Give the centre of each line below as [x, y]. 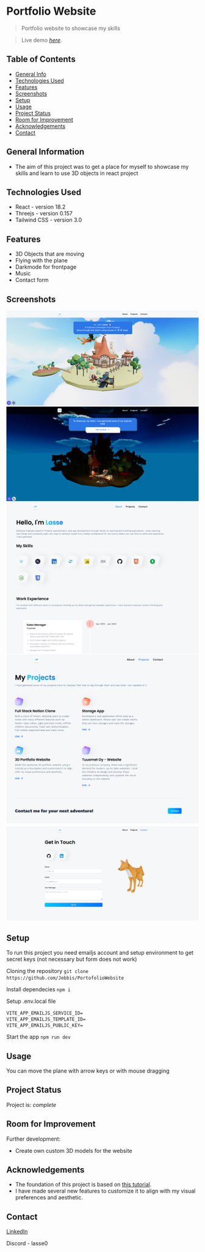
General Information [45, 152]
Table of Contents [41, 59]
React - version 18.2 [40, 207]
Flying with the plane [41, 261]
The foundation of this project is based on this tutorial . [83, 1185]
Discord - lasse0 [27, 1243]
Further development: [34, 1139]
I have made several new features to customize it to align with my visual [105, 1191]
